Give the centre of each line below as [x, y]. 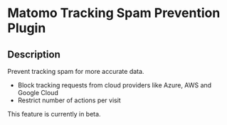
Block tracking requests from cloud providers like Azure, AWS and [115, 85]
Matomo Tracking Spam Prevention [114, 13]
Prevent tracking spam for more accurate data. [76, 71]
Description [34, 54]
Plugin [27, 28]
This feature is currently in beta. [54, 114]
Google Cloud [38, 93]
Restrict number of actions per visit [69, 100]
